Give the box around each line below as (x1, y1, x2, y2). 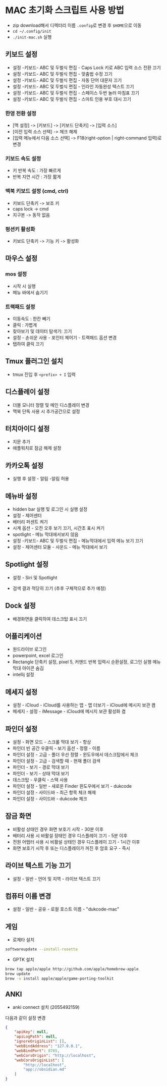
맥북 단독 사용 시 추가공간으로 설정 (12, 408, 80, 414)
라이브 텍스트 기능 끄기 (5, 861, 72, 870)
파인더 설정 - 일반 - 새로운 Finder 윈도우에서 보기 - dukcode (12, 783, 132, 789)
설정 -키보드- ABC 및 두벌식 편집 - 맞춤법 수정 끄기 (12, 71, 113, 77)
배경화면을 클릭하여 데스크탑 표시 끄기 (12, 616, 87, 622)
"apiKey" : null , (14, 1029, 49, 1035)
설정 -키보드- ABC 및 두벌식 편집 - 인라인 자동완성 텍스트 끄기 (12, 83, 134, 89)
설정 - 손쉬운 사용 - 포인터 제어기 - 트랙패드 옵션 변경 (12, 334, 117, 341)
